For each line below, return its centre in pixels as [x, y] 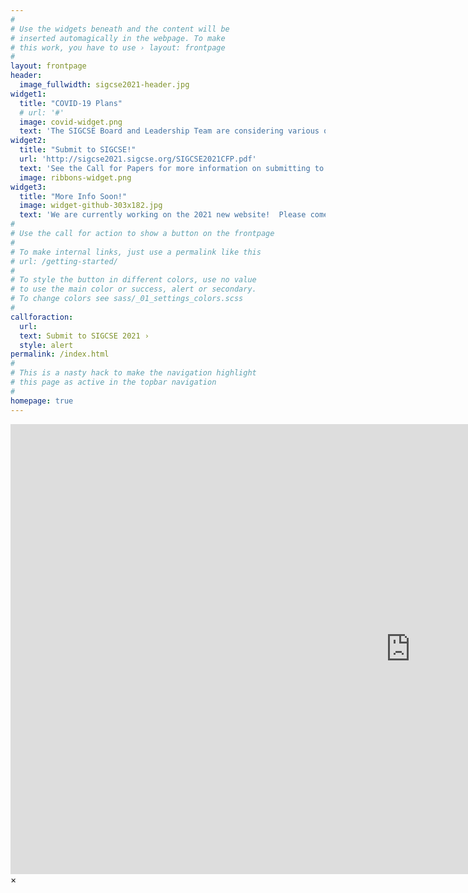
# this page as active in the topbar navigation [113, 382]
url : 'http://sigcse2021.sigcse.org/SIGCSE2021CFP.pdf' [138, 159]
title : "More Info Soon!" [73, 196]
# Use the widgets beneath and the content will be [120, 29]
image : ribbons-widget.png [75, 177]
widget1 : [28, 94]
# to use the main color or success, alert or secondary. [133, 289]
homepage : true [42, 401]
